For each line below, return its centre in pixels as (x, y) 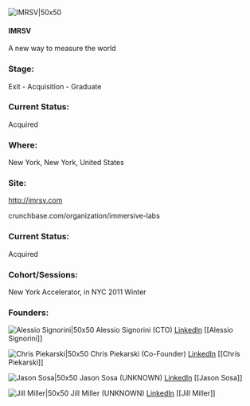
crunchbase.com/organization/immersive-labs (84, 216)
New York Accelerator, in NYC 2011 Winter (77, 292)
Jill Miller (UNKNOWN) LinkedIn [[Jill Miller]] (143, 393)
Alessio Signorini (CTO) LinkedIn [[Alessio (164, 330)
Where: (23, 145)
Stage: (21, 69)
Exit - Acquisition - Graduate (55, 86)
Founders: (29, 313)
